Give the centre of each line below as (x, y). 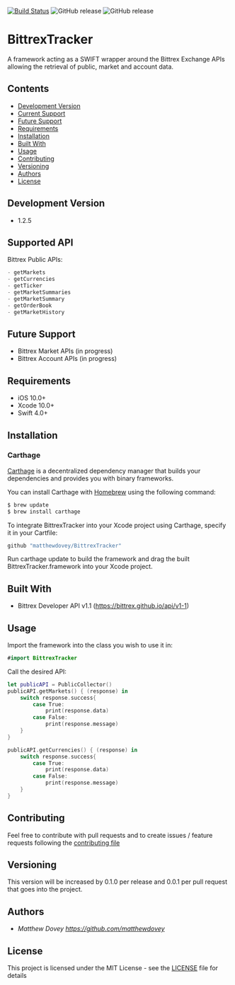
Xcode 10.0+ (36, 405)
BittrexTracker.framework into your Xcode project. (80, 567)
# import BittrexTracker (42, 658)
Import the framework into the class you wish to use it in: (90, 645)
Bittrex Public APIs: (35, 260)
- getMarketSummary (36, 299)
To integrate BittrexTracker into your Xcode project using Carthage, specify (117, 525)
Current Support (41, 113)
